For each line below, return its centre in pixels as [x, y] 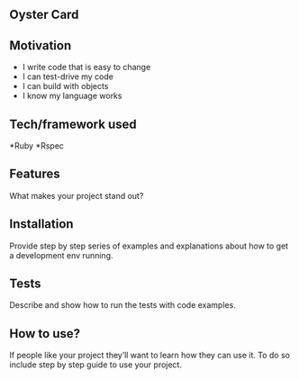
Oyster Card [44, 15]
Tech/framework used [73, 124]
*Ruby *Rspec [37, 146]
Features [35, 174]
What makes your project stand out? [77, 195]
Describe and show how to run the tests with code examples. [122, 305]
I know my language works [72, 96]
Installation [41, 224]
